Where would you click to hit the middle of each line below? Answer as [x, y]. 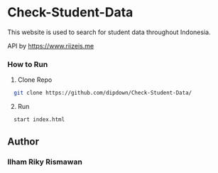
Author [23, 142]
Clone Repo [35, 80]
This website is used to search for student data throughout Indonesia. [109, 32]
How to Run [28, 64]
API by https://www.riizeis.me [51, 46]
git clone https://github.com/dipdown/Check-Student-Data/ [103, 93]
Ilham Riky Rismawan [45, 162]
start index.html [39, 120]
